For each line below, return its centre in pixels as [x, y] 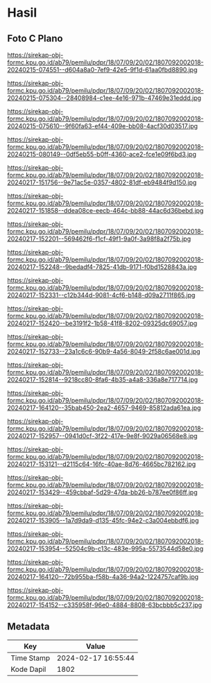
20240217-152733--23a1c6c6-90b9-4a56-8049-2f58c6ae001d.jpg [104, 351]
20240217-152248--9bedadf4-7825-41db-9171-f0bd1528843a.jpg [102, 267]
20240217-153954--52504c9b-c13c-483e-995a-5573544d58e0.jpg [105, 548]
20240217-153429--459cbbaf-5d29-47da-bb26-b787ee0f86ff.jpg [102, 492]
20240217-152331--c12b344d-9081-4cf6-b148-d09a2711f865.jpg [101, 295]
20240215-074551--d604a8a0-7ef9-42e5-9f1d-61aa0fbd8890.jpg [102, 70]
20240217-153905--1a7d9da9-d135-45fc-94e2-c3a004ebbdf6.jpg [103, 520]
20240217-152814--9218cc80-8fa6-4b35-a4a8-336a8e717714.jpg [103, 380]
